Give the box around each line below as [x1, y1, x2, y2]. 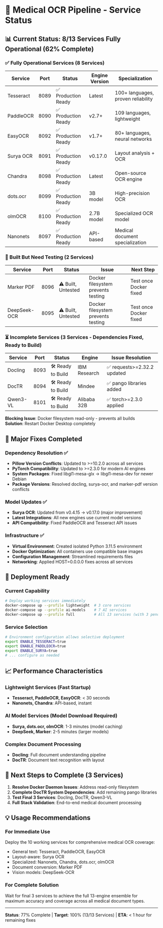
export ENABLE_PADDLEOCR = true [5, 644, 66, 648]
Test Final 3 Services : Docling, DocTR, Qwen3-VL [12, 794, 113, 800]
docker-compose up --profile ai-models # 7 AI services [5, 607, 127, 613]
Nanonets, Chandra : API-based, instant [12, 700, 92, 706]
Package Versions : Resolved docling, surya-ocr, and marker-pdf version [12, 481, 158, 487]
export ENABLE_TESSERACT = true [5, 639, 66, 644]
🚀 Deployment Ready [5, 573, 70, 581]
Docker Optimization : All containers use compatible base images [12, 548, 143, 554]
